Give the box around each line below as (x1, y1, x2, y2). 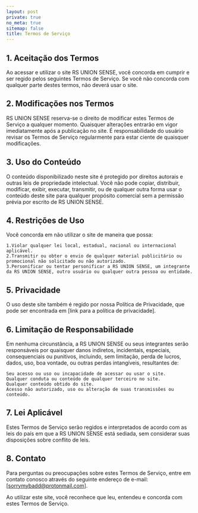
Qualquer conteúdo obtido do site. (6, 381, 95, 387)
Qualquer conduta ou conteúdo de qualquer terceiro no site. (6, 376, 161, 382)
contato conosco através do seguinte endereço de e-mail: (6, 475, 149, 483)
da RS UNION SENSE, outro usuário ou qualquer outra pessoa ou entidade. (6, 269, 193, 275)
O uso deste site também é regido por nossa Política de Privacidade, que (6, 301, 185, 308)
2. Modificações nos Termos (6, 99, 114, 109)
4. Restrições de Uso (6, 215, 84, 225)
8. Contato (6, 453, 46, 464)
